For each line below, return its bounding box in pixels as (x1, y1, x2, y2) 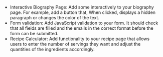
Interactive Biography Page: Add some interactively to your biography (10, 4, 154, 10)
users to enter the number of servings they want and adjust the (10, 41, 141, 47)
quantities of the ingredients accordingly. (10, 47, 95, 52)
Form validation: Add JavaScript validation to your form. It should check (10, 20, 158, 26)
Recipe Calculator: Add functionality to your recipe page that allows (10, 36, 149, 42)
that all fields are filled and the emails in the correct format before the (10, 25, 154, 31)
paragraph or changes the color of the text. (10, 15, 99, 20)
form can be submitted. (10, 31, 59, 36)
